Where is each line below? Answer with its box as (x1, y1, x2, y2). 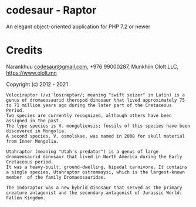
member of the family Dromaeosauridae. (6, 174, 107, 180)
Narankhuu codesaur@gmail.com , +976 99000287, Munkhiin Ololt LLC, (6, 63, 179, 70)
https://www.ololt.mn (6, 69, 57, 76)
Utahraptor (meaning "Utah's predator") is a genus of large (6, 148, 159, 155)
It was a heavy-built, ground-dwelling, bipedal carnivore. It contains (6, 164, 188, 170)
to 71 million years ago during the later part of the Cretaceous (6, 102, 172, 108)
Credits (6, 44, 43, 57)
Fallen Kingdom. (6, 195, 46, 201)
